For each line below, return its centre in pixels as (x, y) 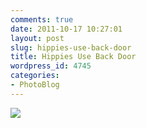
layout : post (37, 38)
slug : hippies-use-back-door (71, 47)
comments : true (42, 19)
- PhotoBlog (35, 85)
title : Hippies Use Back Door (73, 57)
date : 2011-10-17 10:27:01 (66, 29)
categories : (35, 76)
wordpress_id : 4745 (51, 66)
